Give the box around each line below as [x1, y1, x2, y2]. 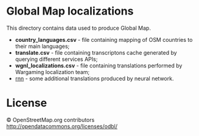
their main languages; [15, 42, 70, 50]
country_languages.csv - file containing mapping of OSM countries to [15, 36, 193, 43]
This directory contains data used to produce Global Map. [6, 24, 151, 32]
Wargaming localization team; [15, 68, 90, 75]
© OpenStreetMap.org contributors [6, 116, 95, 123]
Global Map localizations [6, 4, 134, 18]
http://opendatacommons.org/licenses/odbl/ [6, 123, 117, 130]
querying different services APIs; [15, 55, 98, 63]
